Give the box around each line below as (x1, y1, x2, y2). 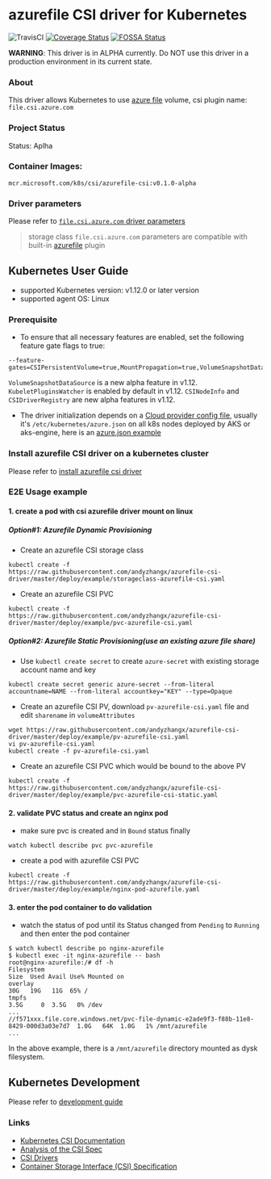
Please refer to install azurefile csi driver (8, 466, 143, 476)
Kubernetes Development (8, 1076, 140, 1089)
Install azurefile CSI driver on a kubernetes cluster (8, 448, 210, 459)
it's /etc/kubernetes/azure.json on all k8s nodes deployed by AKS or (19, 419, 251, 429)
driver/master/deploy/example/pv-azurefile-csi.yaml (8, 732, 190, 741)
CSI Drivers (19, 1152, 59, 1162)
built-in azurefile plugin (27, 241, 106, 250)
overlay (8, 980, 35, 988)
